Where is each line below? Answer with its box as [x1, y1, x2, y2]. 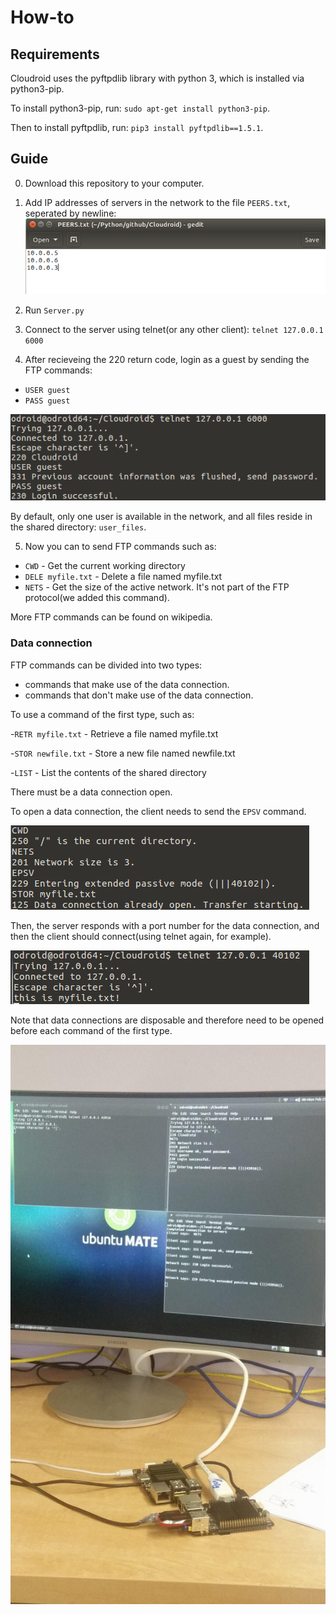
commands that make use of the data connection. [24, 678, 230, 690]
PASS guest [24, 396, 71, 406]
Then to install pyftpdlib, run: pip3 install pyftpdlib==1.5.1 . [10, 122, 264, 133]
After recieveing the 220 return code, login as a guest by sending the [24, 353, 310, 365]
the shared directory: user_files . [10, 521, 147, 533]
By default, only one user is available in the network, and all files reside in [10, 511, 313, 523]
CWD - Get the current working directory [24, 560, 186, 572]
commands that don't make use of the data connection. [24, 689, 254, 701]
